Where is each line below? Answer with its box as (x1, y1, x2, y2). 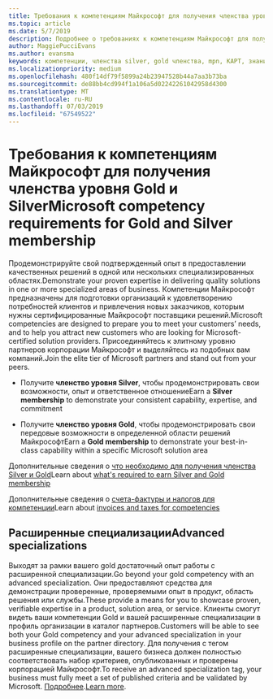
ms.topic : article (8, 20, 71, 28)
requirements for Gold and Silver (8, 215, 233, 232)
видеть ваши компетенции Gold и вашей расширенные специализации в (8, 612, 262, 622)
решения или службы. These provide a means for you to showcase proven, (8, 595, 262, 605)
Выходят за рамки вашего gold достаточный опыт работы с (8, 560, 215, 570)
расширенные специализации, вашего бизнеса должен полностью (8, 647, 242, 657)
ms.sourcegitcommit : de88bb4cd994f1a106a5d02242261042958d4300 (8, 80, 227, 88)
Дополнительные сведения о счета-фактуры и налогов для (8, 493, 215, 504)
